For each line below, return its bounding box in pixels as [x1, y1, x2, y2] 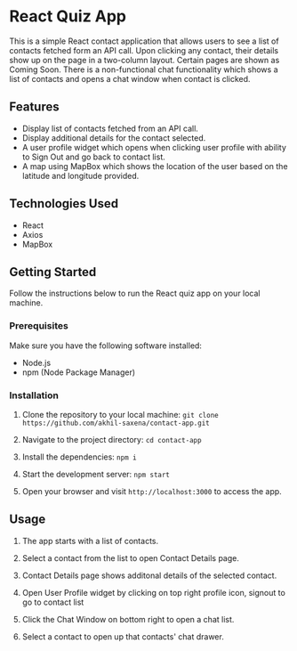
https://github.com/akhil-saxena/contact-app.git [21, 419, 211, 427]
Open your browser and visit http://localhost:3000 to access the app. [21, 485, 282, 496]
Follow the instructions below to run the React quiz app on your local [9, 288, 261, 299]
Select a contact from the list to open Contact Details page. [21, 552, 240, 563]
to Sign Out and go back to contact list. [21, 151, 166, 162]
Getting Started [9, 264, 97, 280]
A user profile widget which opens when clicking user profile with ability [21, 142, 287, 152]
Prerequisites [9, 320, 68, 332]
